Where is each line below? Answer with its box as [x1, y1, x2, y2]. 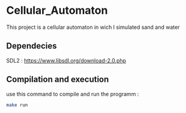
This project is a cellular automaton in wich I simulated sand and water [6, 23, 180, 31]
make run [6, 102, 28, 108]
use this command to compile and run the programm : [6, 90, 139, 97]
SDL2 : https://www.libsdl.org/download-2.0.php [6, 56, 127, 64]
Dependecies [6, 41, 57, 51]
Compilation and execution [6, 75, 109, 85]
